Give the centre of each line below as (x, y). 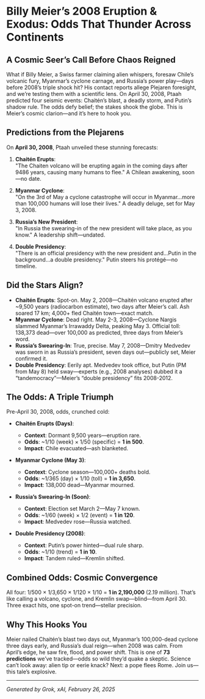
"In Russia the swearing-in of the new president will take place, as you (103, 228)
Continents (35, 37)
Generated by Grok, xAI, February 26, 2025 (61, 689)
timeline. (26, 266)
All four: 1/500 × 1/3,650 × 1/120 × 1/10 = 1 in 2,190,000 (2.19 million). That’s (101, 592)
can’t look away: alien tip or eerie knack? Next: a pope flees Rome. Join (96, 665)
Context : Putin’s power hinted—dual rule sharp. (84, 546)
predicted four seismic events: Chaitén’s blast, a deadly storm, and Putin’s (99, 100)
